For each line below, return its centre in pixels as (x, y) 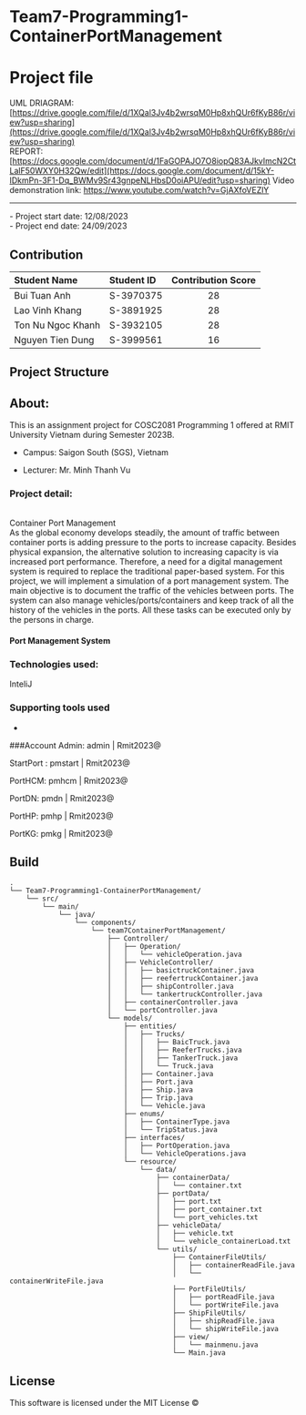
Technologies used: (54, 664)
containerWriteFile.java (56, 1281)
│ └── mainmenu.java (215, 1345)
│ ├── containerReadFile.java (234, 1266)
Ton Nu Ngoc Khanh (57, 325)
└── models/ (130, 1018)
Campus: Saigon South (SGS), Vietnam (96, 453)
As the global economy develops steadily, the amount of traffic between (145, 533)
